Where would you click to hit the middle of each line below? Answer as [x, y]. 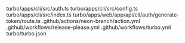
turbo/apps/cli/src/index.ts [39, 15]
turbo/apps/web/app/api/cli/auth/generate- [126, 15]
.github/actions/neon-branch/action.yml [91, 21]
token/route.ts [23, 21]
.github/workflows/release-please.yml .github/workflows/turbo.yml [89, 27]
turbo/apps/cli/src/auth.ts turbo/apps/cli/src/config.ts [72, 9]
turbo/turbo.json [26, 34]
